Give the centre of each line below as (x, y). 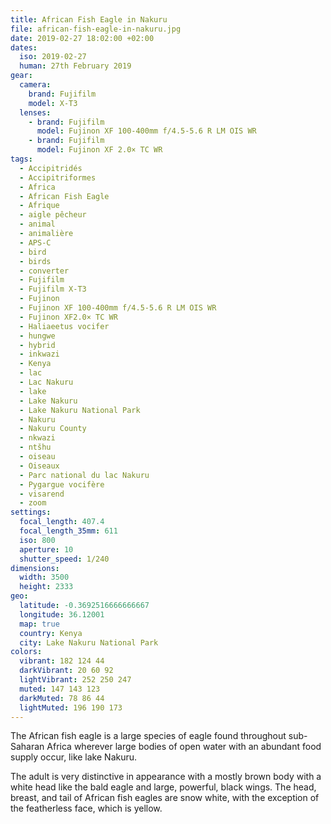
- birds (35, 261)
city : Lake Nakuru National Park (89, 642)
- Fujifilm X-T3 (53, 289)
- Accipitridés (51, 168)
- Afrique (39, 206)
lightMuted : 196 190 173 (71, 707)
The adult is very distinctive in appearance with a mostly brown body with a (166, 777)
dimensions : (35, 568)
